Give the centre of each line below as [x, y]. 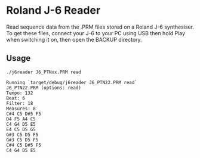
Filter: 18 [20, 103]
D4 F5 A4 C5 [21, 119]
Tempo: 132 [20, 93]
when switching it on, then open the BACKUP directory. [74, 39]
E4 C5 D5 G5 [21, 129]
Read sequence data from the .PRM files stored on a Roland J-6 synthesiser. [100, 27]
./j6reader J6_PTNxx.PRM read [44, 72]
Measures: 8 [21, 109]
